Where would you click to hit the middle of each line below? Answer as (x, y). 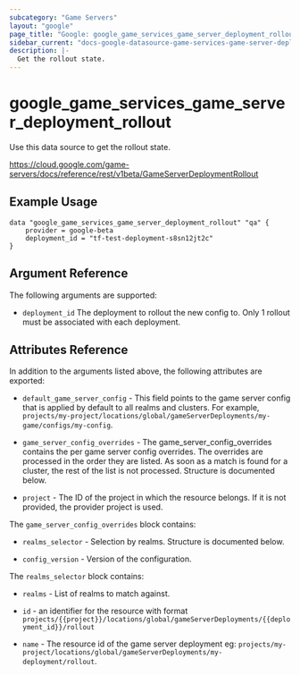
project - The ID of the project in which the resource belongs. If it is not (154, 498)
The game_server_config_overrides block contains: (103, 525)
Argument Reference (69, 274)
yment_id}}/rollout (58, 628)
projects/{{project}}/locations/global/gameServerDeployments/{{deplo (156, 620)
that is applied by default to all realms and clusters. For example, (141, 408)
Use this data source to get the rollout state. (90, 147)
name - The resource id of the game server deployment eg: (129, 644)
